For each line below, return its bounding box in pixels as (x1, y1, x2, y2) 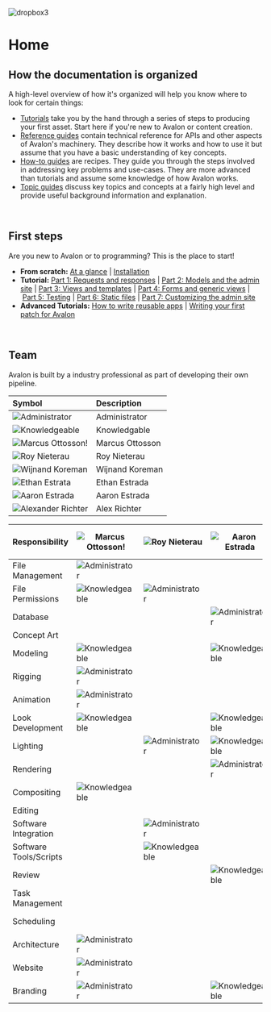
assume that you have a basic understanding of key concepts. (19, 148, 227, 157)
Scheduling (12, 915, 56, 927)
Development (12, 722, 63, 733)
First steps (8, 230, 63, 244)
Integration (12, 827, 54, 839)
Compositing (12, 786, 61, 798)
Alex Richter (95, 502, 142, 514)
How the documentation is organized (8, 68, 198, 81)
